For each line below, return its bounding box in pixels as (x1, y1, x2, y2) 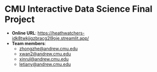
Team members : (11, 40, 46, 46)
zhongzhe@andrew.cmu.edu (19, 46, 78, 51)
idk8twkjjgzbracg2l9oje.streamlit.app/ (11, 35, 89, 41)
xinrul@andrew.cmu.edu (19, 56, 69, 62)
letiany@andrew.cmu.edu (19, 61, 71, 67)
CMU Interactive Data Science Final (4, 3, 153, 15)
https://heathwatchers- (37, 30, 85, 36)
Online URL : (11, 30, 37, 36)
